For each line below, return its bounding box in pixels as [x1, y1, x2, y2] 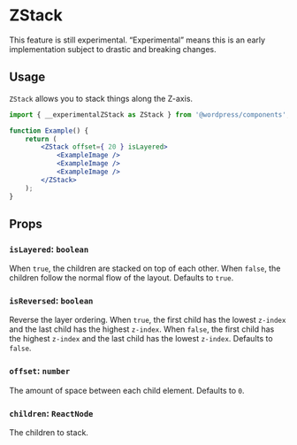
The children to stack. [9, 427, 88, 438]
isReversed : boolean [9, 295, 94, 307]
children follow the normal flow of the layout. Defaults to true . [9, 272, 234, 283]
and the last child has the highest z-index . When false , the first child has [9, 324, 275, 334]
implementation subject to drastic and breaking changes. [9, 43, 217, 54]
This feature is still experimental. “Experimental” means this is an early [9, 35, 266, 45]
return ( [25, 134, 57, 143]
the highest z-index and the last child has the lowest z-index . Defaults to [9, 334, 273, 344]
